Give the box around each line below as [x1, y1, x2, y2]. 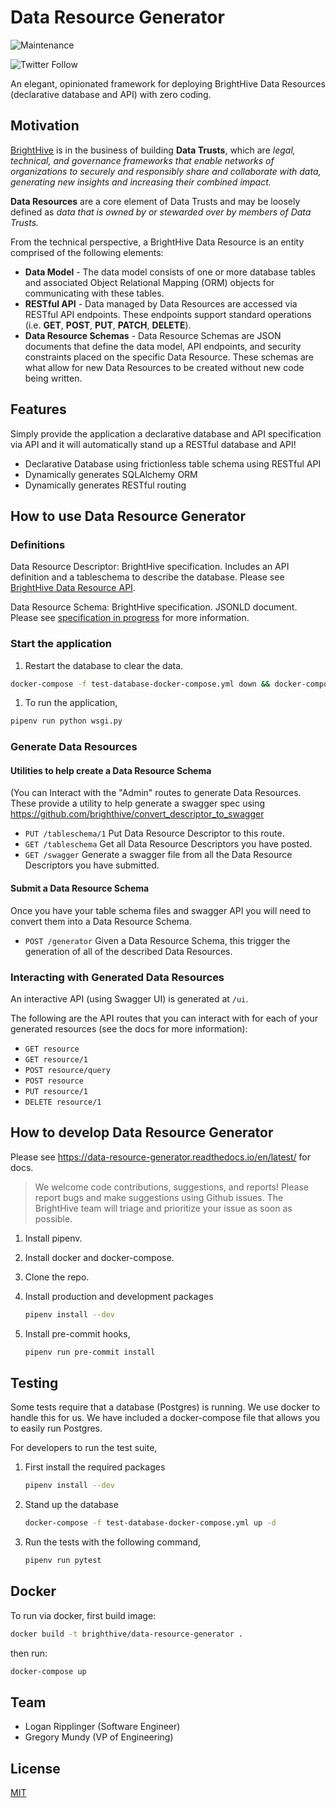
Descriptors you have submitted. [24, 859, 160, 871]
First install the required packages [24, 1461, 166, 1473]
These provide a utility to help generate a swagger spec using [10, 797, 266, 810]
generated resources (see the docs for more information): [10, 1022, 248, 1035]
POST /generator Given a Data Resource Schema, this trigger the [24, 934, 291, 946]
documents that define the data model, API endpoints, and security [24, 340, 302, 352]
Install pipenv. [24, 1232, 83, 1244]
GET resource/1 [24, 1054, 89, 1065]
